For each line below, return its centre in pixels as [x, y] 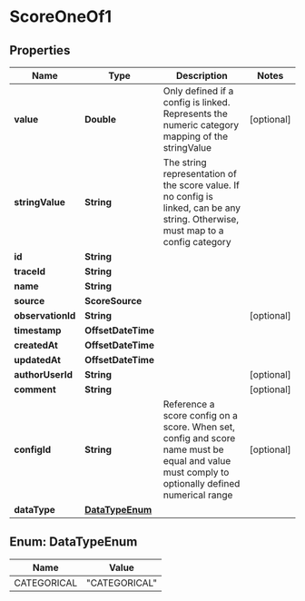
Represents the [196, 113]
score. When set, [199, 427]
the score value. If [202, 185]
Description [202, 76]
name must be [193, 449]
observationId [45, 315]
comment [35, 389]
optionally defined [202, 483]
